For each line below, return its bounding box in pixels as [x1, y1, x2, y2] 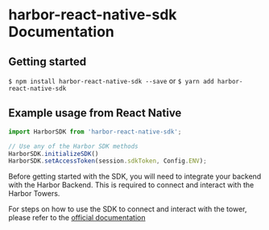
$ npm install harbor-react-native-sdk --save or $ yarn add [8, 76, 215, 85]
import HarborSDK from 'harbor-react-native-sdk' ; [8, 127, 182, 136]
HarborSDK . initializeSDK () [8, 150, 99, 158]
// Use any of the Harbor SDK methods [8, 142, 139, 150]
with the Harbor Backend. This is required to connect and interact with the [8, 180, 255, 190]
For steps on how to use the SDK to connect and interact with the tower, [8, 204, 247, 214]
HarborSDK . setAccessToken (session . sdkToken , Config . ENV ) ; [8, 157, 207, 166]
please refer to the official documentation [8, 213, 146, 223]
